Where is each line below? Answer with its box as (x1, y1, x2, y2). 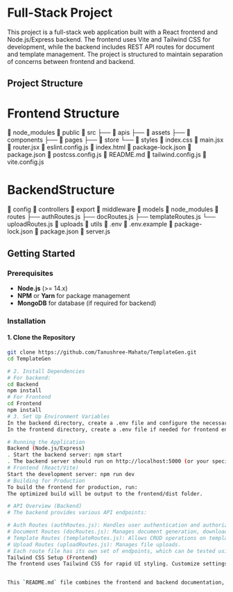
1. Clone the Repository (7, 334, 76, 342)
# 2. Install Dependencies (7, 368, 85, 375)
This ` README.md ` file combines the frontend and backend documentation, (7, 579, 225, 586)
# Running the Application (7, 438, 85, 445)
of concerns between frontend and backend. (7, 57, 135, 65)
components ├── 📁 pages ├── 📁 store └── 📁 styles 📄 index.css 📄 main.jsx (7, 135, 224, 144)
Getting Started (7, 247, 76, 259)
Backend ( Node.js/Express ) (7, 445, 85, 452)
